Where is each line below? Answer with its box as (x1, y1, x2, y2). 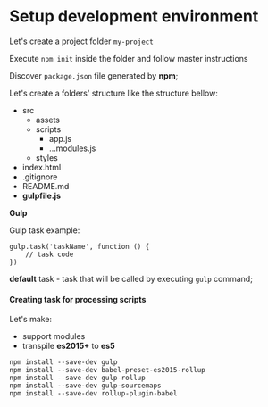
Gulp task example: (9, 225, 80, 236)
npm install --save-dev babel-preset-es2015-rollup (9, 366, 205, 375)
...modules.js (48, 143, 96, 154)
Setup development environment (9, 6, 259, 27)
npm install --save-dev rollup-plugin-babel (9, 389, 178, 398)
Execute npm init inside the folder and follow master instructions (9, 53, 248, 63)
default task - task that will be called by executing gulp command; (9, 273, 253, 284)
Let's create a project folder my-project (9, 36, 154, 46)
